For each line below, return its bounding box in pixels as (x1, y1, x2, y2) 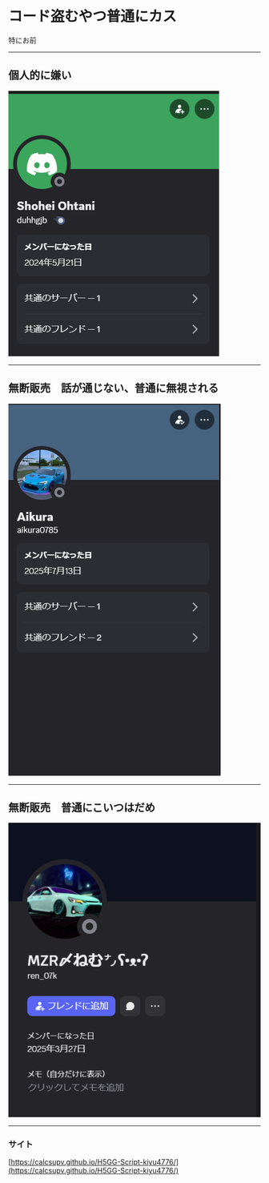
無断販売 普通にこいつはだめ (8, 800, 156, 814)
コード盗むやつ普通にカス (8, 7, 178, 26)
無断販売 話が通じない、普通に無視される (8, 381, 219, 395)
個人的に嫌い (8, 69, 72, 82)
